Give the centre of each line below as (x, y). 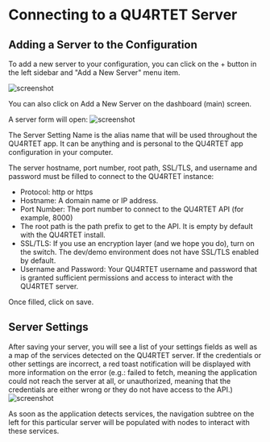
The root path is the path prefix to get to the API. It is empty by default (136, 226)
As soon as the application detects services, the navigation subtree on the (131, 414)
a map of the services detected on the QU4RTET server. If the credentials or (135, 355)
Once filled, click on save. (51, 302)
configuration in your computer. (61, 152)
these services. (34, 431)
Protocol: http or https (56, 192)
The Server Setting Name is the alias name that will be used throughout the (133, 135)
